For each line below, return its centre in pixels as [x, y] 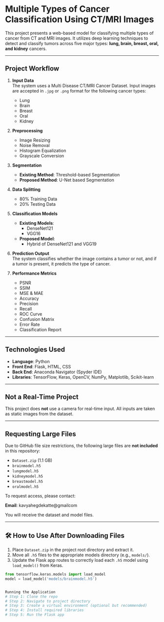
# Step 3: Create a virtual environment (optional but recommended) [76, 606]
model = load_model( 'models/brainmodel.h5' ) [51, 579]
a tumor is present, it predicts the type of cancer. [61, 263]
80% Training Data [38, 199]
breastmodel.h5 [28, 482]
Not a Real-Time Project [42, 397]
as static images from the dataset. [39, 414]
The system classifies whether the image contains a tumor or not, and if [84, 259]
